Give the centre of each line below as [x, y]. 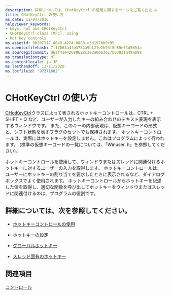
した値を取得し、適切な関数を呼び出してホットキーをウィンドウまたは [79, 187]
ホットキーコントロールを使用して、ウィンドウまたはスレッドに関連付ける [83, 161]
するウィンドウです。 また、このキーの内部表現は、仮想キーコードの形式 [81, 125]
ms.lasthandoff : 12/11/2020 [35, 66]
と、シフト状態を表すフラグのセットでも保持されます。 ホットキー [74, 132]
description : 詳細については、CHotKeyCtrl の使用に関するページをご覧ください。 [83, 10]
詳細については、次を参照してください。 [68, 211]
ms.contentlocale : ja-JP [31, 62]
